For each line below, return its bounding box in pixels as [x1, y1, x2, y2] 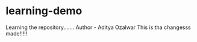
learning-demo [5, 4, 83, 18]
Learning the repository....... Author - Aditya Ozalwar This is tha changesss [5, 24, 191, 31]
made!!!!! [5, 30, 28, 37]
